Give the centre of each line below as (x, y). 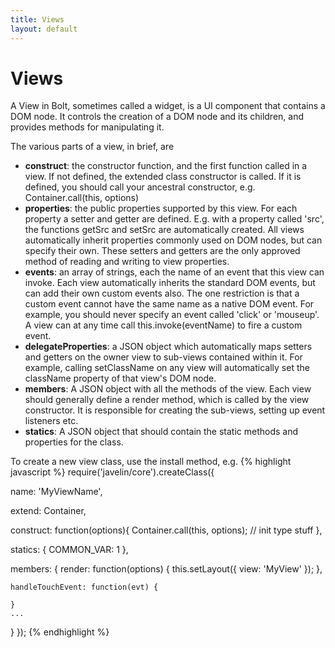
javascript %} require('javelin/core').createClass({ (112, 472)
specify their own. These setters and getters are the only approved (162, 251)
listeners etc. (51, 421)
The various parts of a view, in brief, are (92, 147)
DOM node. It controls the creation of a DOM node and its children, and (157, 117)
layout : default (44, 29)
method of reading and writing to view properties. (127, 262)
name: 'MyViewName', (56, 492)
